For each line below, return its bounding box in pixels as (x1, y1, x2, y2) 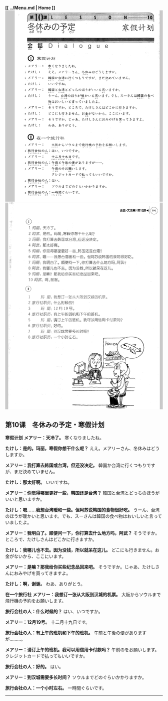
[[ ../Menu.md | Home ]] (5, 5, 55, 11)
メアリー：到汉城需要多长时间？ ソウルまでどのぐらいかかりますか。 (5, 674, 146, 680)
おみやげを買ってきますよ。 (13, 570, 71, 576)
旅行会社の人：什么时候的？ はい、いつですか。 (5, 608, 103, 614)
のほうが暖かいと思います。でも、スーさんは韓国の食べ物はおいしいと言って (5, 513, 162, 519)
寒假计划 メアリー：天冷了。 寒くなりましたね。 (5, 435, 104, 441)
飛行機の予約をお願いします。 (5, 598, 66, 604)
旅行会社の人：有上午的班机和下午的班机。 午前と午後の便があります (5, 630, 146, 636)
